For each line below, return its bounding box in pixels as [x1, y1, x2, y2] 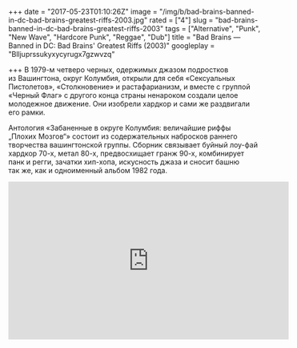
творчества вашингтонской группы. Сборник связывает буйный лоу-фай [8, 140, 259, 149]
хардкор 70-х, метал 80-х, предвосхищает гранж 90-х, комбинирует [8, 148, 245, 158]
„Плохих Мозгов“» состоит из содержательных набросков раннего [8, 132, 238, 141]
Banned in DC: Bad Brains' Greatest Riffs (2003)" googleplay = [8, 41, 215, 51]
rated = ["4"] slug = [149, 15, 214, 25]
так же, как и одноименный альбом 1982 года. [8, 166, 168, 175]
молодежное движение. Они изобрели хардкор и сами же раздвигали [8, 99, 251, 108]
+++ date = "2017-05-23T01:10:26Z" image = [8, 7, 158, 16]
